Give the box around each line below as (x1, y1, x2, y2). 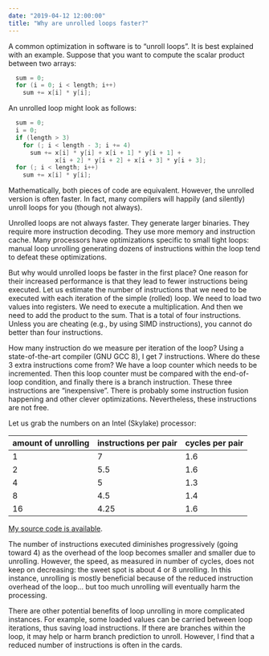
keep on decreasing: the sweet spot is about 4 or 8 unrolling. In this (8, 565, 231, 575)
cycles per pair (185, 438, 244, 449)
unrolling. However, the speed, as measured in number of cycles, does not (8, 556, 255, 566)
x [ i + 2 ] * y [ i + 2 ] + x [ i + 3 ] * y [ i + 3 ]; (55, 156, 207, 165)
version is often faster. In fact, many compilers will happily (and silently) (8, 194, 246, 204)
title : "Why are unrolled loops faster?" (8, 19, 149, 27)
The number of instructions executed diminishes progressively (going (8, 540, 238, 549)
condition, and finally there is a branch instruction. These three (24, 377, 233, 387)
